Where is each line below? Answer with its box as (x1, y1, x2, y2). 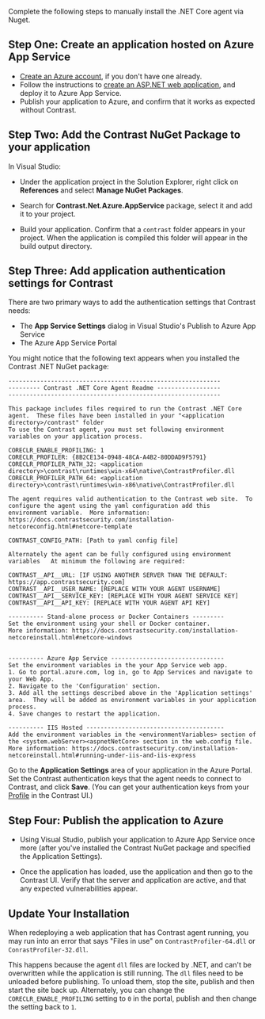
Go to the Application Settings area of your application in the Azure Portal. (8, 765, 253, 775)
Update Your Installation (8, 906, 131, 920)
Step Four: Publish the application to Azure (8, 814, 224, 827)
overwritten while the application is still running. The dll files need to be (8, 968, 244, 978)
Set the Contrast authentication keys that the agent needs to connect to (8, 774, 241, 784)
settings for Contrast (8, 277, 113, 290)
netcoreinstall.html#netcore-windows (8, 634, 133, 642)
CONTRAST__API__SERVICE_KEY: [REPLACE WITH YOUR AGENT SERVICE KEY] (8, 592, 239, 601)
